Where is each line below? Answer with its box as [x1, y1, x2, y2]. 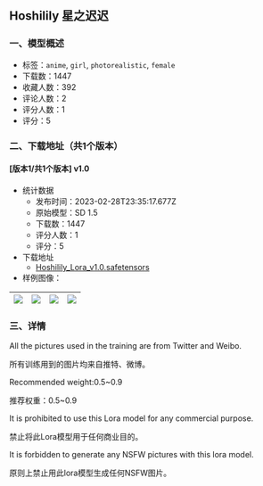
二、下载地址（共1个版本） [9, 139, 123, 152]
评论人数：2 [21, 93, 67, 103]
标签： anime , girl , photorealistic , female [21, 59, 176, 70]
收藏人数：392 [21, 81, 77, 92]
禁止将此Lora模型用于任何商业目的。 [9, 432, 144, 442]
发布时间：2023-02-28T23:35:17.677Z [35, 195, 177, 207]
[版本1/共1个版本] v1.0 [9, 163, 90, 174]
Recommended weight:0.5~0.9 [9, 377, 123, 388]
